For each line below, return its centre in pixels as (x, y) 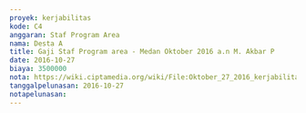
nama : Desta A (36, 43)
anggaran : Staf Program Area (65, 35)
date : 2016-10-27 (42, 60)
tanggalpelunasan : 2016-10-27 (67, 86)
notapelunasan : (38, 94)
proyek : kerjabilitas (51, 18)
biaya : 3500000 (38, 69)
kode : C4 (26, 26)
